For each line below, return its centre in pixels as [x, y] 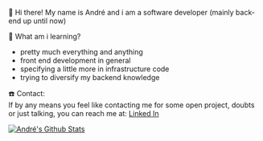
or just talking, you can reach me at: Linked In [84, 113]
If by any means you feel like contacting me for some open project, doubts [131, 105]
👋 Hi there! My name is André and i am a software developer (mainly [121, 12]
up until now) [45, 21]
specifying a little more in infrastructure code [95, 69]
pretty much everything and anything [81, 52]
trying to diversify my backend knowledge [90, 77]
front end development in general [75, 60]
